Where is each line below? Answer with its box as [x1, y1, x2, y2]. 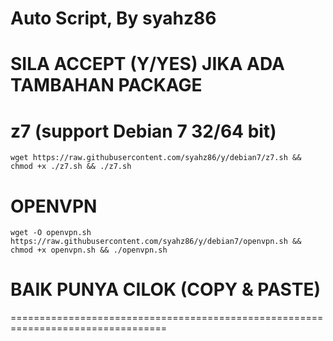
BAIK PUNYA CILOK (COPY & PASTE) [10, 278, 322, 301]
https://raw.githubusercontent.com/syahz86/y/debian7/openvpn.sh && [10, 237, 302, 247]
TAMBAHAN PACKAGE [10, 74, 203, 97]
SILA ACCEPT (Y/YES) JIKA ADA [10, 53, 285, 76]
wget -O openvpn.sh [10, 228, 92, 238]
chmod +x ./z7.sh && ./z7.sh [10, 162, 132, 172]
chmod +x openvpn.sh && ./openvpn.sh [10, 245, 168, 256]
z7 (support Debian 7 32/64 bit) [10, 120, 277, 142]
